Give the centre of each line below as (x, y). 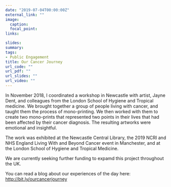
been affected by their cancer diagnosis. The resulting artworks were (78, 122)
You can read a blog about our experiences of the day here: (68, 173)
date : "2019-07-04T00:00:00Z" (38, 10)
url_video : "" (20, 81)
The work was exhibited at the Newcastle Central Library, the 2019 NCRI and (86, 138)
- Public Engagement (27, 57)
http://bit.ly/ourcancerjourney (36, 179)
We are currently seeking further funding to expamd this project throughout (85, 158)
